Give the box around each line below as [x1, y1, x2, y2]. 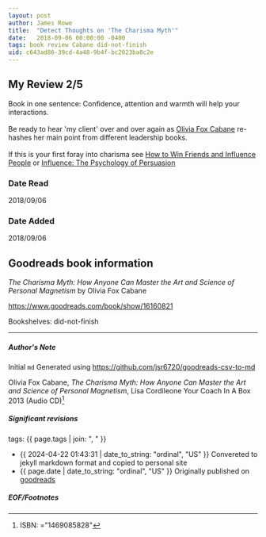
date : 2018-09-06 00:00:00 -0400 [8, 33, 126, 42]
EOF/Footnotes [8, 493, 59, 502]
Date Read [8, 178, 49, 189]
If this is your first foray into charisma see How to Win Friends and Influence [8, 149, 256, 159]
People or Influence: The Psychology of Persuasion [8, 158, 176, 167]
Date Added [8, 216, 55, 227]
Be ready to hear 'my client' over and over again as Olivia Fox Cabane [8, 124, 236, 133]
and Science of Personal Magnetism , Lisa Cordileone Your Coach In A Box [8, 386, 251, 396]
